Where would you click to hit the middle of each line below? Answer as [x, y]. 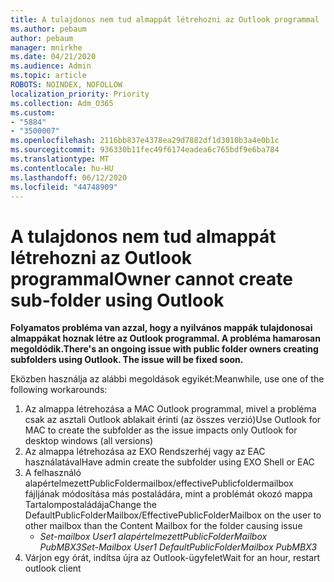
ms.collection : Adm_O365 [62, 103]
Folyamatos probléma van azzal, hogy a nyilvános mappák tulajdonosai [161, 328]
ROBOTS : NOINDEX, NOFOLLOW [66, 85]
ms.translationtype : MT [60, 159]
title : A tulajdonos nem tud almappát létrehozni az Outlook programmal [165, 19]
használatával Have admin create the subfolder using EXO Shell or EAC [169, 462]
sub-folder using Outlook [117, 300]
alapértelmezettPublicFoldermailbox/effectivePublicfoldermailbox [159, 483]
